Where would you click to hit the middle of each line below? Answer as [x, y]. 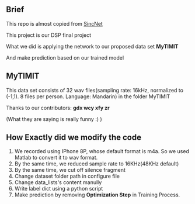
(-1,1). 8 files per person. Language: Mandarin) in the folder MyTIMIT [88, 96]
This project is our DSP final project [49, 35]
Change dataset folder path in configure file [67, 176]
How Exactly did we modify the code [74, 138]
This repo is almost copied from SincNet [55, 23]
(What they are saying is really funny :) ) [54, 119]
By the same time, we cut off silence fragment [70, 170]
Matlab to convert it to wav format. [56, 158]
